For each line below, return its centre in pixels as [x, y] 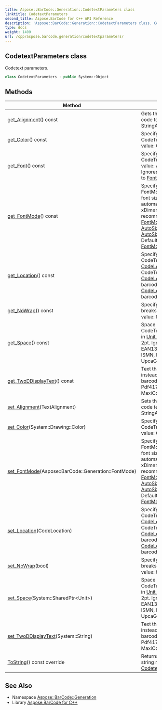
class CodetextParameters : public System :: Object [57, 77]
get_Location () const [31, 275]
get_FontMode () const [33, 216]
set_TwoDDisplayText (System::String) [50, 636]
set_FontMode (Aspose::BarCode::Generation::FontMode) [72, 471]
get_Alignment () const [33, 120]
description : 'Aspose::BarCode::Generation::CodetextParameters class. [78, 23]
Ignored [150, 172]
